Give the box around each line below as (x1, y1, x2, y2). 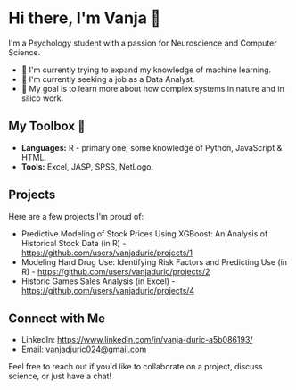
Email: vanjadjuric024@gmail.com (21, 344, 147, 355)
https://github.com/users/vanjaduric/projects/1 (21, 247, 193, 258)
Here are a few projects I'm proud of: (8, 211, 144, 221)
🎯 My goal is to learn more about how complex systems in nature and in (21, 83, 284, 94)
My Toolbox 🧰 (8, 119, 86, 134)
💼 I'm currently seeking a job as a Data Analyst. (21, 73, 195, 84)
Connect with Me (8, 311, 106, 326)
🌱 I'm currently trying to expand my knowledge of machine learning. (21, 64, 272, 75)
